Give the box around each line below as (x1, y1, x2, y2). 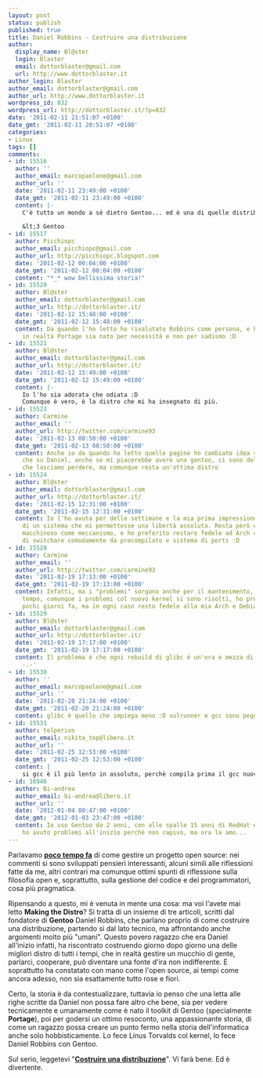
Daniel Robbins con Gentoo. (8, 1039, 99, 1048)
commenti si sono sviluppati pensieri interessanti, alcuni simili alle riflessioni (8, 858, 253, 868)
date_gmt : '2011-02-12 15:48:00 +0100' (15, 317, 146, 326)
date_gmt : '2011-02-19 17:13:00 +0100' (15, 580, 146, 589)
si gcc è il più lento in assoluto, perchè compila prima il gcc (22, 770, 240, 778)
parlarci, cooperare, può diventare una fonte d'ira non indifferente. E (8, 957, 229, 967)
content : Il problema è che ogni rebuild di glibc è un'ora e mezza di (15, 653, 254, 661)
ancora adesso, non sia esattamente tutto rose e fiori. (8, 974, 181, 983)
